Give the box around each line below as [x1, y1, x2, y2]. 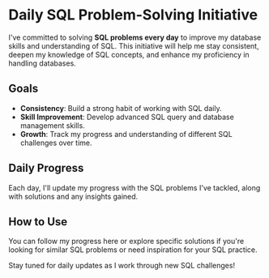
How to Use [8, 215, 68, 229]
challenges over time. [19, 138, 92, 148]
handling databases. [8, 58, 77, 68]
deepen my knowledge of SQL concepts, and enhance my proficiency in [8, 49, 250, 59]
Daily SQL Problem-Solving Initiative [8, 6, 258, 24]
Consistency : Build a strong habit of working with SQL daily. [19, 103, 222, 113]
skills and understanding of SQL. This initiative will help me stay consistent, [8, 41, 259, 50]
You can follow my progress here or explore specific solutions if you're [8, 237, 245, 246]
